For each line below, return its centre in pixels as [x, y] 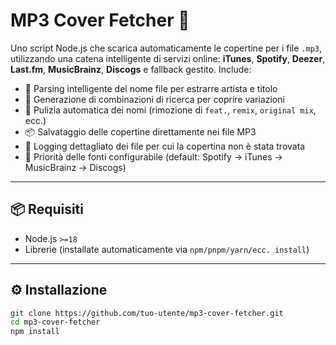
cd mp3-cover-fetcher [55, 322]
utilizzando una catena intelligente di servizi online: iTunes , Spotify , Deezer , [168, 58]
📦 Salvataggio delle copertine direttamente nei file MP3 [140, 131]
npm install [35, 332]
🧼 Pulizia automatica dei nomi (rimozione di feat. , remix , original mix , [170, 110]
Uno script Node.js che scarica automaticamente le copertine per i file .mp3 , [166, 48]
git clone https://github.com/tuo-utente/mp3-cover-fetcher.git [147, 313]
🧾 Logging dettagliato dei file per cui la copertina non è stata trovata [165, 146]
